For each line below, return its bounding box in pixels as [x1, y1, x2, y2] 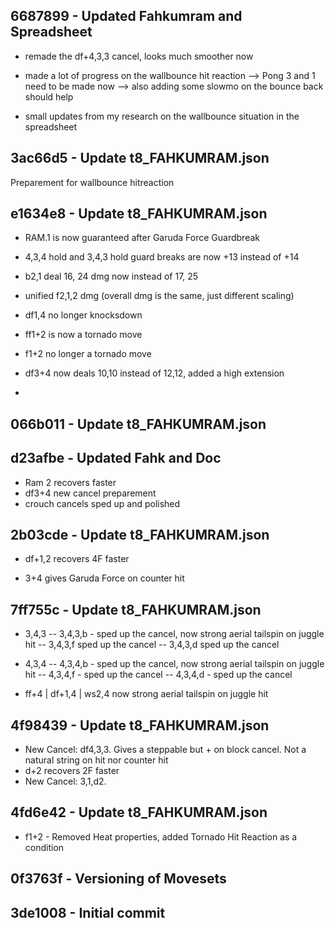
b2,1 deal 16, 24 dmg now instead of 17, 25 [24, 270, 199, 283]
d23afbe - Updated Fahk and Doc [10, 450, 222, 467]
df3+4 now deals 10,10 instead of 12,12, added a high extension [24, 367, 285, 379]
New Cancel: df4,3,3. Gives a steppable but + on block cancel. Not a [24, 744, 307, 756]
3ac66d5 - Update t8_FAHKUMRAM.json [10, 150, 270, 167]
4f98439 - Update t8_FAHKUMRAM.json [10, 717, 270, 734]
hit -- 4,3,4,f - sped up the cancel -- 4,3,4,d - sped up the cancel [24, 669, 293, 681]
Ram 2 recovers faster [24, 476, 117, 488]
